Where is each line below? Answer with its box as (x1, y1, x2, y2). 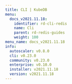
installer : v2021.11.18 (9, 67, 58, 72)
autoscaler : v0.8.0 (9, 48, 50, 53)
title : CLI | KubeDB (5, 7, 48, 12)
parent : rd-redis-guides (14, 30, 65, 35)
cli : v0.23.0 (9, 53, 36, 58)
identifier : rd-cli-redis (14, 21, 68, 26)
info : (5, 44, 16, 49)
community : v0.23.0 (9, 58, 50, 63)
